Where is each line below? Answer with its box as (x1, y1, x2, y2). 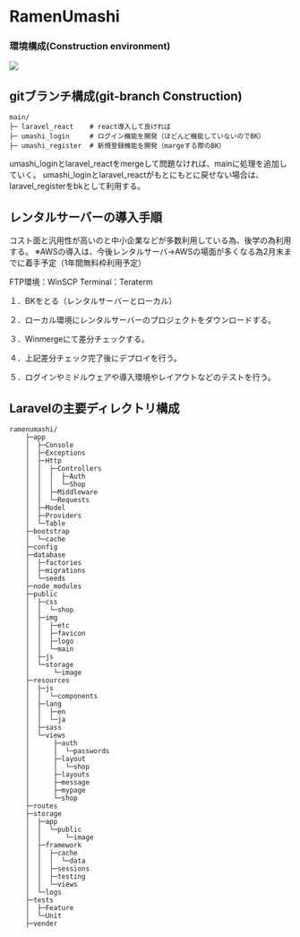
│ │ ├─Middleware (25, 487, 99, 497)
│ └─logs (25, 888, 63, 897)
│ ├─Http (25, 455, 63, 465)
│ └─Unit (25, 911, 63, 920)
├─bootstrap (25, 526, 70, 535)
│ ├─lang (25, 699, 63, 708)
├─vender (25, 919, 58, 928)
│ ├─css (25, 597, 58, 606)
